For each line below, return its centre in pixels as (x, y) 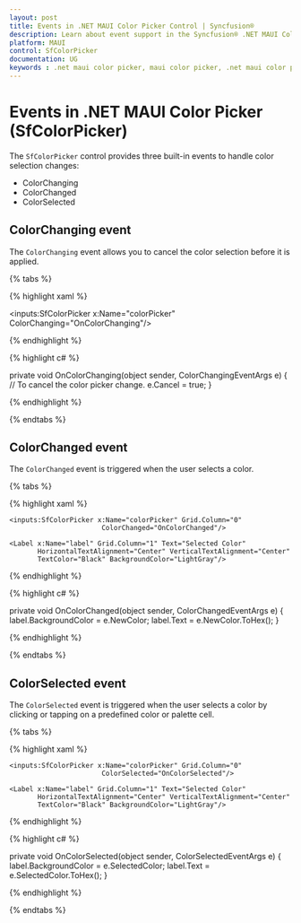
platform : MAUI (38, 43)
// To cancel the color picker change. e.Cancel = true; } (111, 384)
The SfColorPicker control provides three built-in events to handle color (142, 156)
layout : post (34, 17)
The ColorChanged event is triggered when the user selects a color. (132, 469)
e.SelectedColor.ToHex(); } (59, 875)
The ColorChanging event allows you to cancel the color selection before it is (150, 251)
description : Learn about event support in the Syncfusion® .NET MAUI (144, 34)
